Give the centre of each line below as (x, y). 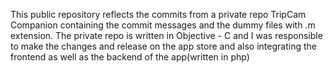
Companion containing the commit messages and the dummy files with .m (163, 25)
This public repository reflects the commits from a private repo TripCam (158, 14)
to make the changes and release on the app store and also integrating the (163, 46)
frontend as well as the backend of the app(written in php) (130, 57)
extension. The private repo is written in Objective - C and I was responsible (166, 35)
